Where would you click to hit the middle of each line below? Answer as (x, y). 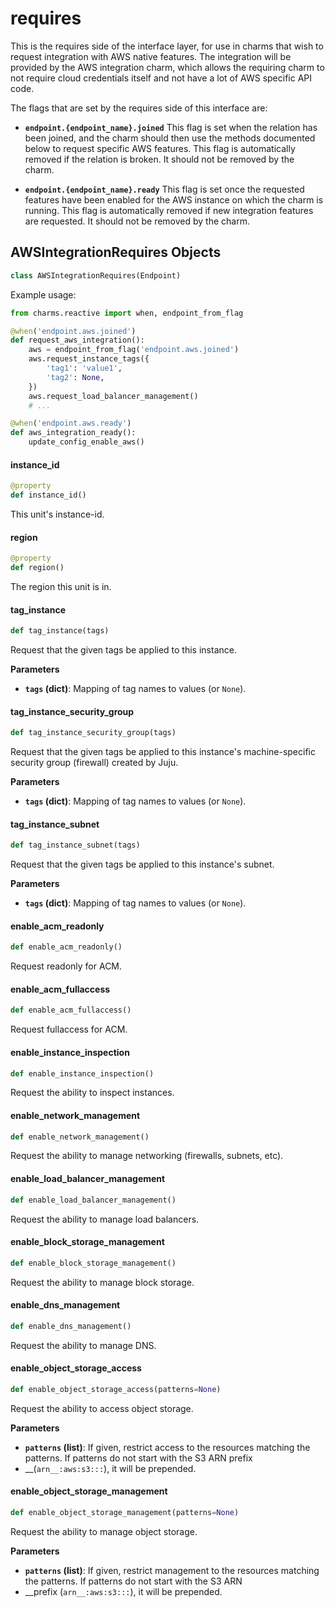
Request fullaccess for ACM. (69, 1029)
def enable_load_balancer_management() (93, 1200)
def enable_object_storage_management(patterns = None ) (125, 1512)
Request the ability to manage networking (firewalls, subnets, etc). (147, 1156)
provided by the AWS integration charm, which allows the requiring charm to (167, 67)
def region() (37, 568)
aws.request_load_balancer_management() (113, 396)
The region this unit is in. (61, 586)
